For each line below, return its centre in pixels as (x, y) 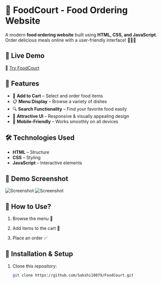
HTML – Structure (31, 152)
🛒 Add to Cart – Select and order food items (58, 96)
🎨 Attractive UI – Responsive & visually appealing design (71, 116)
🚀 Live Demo (25, 56)
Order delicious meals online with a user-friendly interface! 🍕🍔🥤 (71, 40)
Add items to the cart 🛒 (36, 228)
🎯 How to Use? (28, 207)
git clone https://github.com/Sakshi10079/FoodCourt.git (73, 275)
